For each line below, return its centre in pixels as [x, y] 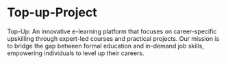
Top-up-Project [52, 13]
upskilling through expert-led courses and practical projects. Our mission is [113, 38]
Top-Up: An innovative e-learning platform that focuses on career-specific [112, 31]
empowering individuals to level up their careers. [76, 53]
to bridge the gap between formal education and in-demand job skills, [105, 46]
